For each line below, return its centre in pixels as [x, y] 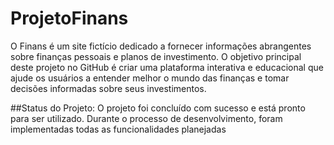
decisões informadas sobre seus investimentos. [108, 88]
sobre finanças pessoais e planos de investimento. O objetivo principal [156, 56]
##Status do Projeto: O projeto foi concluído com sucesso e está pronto [158, 108]
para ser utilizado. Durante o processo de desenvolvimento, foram [146, 118]
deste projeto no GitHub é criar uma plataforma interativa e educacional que [167, 67]
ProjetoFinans [69, 18]
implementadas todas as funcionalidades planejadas [118, 129]
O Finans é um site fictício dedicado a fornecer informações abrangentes [161, 46]
